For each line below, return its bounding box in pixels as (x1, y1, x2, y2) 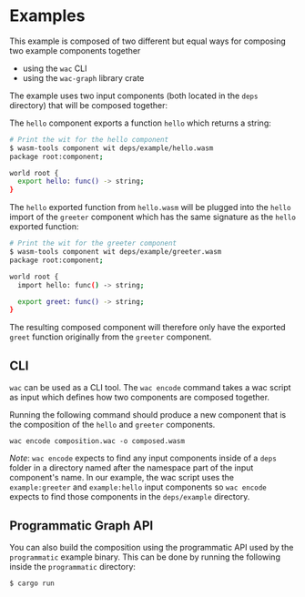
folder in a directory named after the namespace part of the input (9, 462, 254, 473)
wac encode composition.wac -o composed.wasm (9, 437, 185, 446)
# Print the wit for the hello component (9, 135, 169, 144)
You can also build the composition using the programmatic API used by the (9, 541, 294, 552)
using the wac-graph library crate (22, 72, 145, 83)
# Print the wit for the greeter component (9, 238, 178, 248)
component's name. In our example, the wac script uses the (9, 472, 235, 483)
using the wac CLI (22, 63, 87, 74)
